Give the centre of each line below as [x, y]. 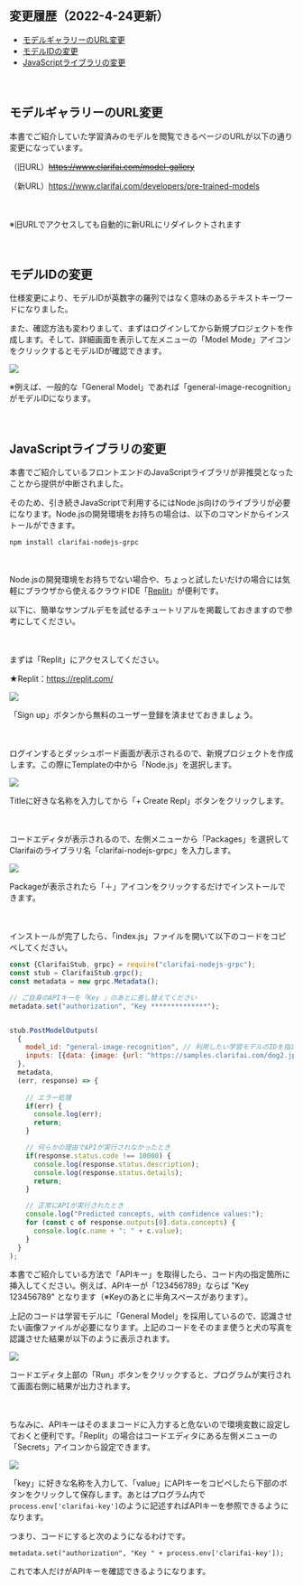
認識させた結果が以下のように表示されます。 [92, 1338]
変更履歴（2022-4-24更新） [89, 16]
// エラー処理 [49, 1097]
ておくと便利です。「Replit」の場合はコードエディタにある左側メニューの [143, 1436]
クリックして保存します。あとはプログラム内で [119, 1495]
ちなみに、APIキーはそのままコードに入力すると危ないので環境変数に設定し [150, 1424]
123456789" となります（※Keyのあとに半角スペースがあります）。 [131, 1297]
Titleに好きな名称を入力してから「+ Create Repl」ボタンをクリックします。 [149, 801]
